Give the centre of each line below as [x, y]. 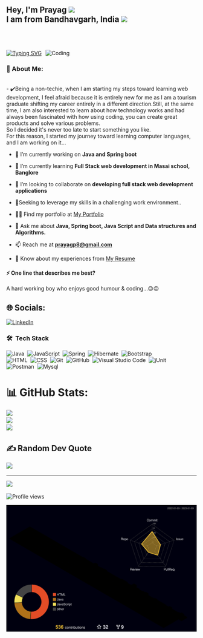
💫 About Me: [25, 69]
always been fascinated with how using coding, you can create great [92, 117]
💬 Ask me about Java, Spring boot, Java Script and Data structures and [105, 226]
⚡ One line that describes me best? [51, 273]
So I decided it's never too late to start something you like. [79, 130]
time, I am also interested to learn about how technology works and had [95, 110]
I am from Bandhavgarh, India [63, 20]
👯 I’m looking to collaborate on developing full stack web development [104, 184]
